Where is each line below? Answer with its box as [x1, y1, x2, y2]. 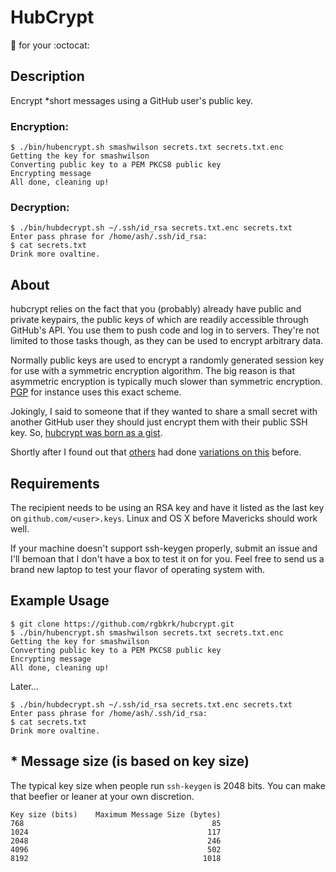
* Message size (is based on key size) [10, 753, 250, 770]
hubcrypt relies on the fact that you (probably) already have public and [10, 303, 302, 315]
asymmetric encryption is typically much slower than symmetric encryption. [10, 376, 323, 388]
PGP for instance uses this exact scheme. [10, 386, 182, 398]
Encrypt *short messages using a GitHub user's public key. [10, 94, 253, 106]
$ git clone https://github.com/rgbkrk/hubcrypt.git [10, 619, 235, 629]
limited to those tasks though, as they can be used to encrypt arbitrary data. [10, 335, 324, 347]
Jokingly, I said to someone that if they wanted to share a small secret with [10, 406, 318, 418]
